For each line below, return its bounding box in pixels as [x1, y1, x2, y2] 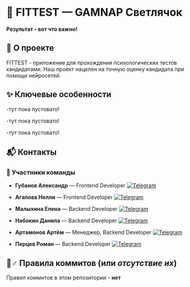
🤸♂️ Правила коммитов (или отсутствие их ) [6, 258, 177, 268]
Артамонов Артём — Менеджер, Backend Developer [14, 229, 152, 236]
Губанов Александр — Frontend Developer [14, 182, 125, 189]
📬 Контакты [6, 147, 57, 157]
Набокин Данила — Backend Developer [14, 217, 118, 224]
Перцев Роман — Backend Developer [14, 240, 111, 248]
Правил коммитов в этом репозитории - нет [6, 274, 121, 282]
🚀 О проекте [6, 43, 54, 53]
